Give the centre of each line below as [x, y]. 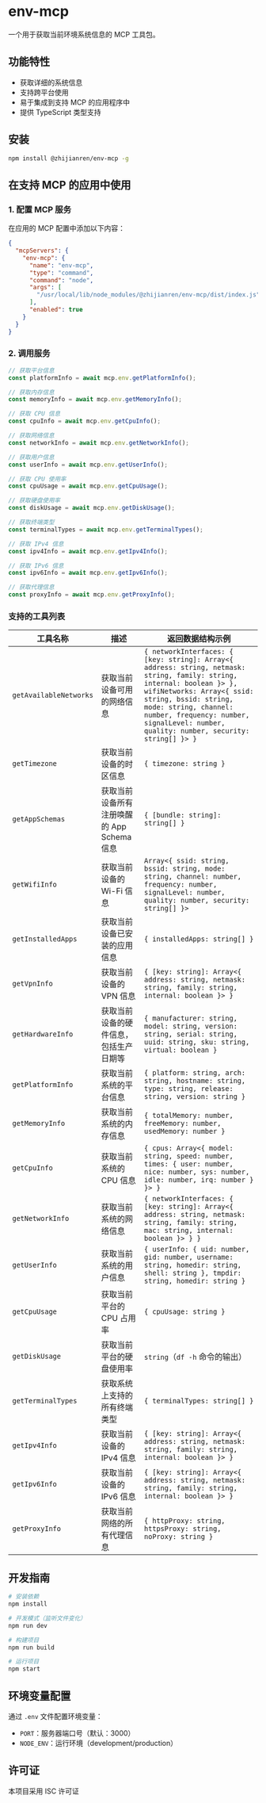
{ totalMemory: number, [188, 1116]
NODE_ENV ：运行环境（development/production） [99, 1743]
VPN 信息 [118, 996]
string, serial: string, [190, 1034]
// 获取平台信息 [31, 370]
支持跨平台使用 [44, 92]
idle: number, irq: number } [199, 1180]
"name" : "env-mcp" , [61, 265]
